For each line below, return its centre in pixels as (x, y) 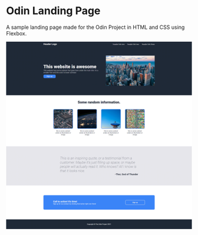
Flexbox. (16, 33)
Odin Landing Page (53, 11)
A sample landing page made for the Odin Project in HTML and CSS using (95, 27)
